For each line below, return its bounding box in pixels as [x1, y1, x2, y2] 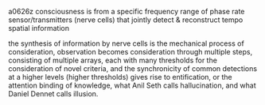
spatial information [8, 24, 70, 32]
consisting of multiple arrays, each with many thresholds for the [8, 55, 217, 65]
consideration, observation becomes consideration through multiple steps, [8, 47, 253, 56]
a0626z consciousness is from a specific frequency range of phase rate [8, 7, 245, 16]
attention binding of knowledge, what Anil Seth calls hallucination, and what [8, 81, 256, 90]
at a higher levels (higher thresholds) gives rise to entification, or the [8, 73, 232, 81]
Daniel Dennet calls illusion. [8, 89, 99, 98]
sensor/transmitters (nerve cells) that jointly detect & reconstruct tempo [8, 15, 244, 24]
